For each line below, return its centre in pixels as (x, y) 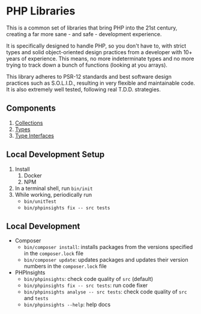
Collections (29, 123)
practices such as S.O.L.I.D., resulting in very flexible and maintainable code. (101, 83)
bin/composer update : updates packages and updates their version (106, 260)
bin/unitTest (40, 202)
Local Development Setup (55, 155)
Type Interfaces (34, 135)
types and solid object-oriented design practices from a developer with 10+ (99, 52)
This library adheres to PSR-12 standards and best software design (89, 76)
